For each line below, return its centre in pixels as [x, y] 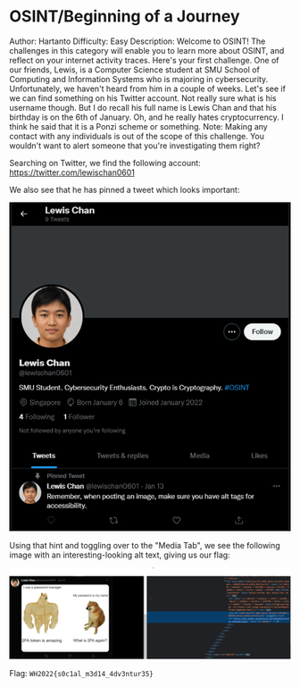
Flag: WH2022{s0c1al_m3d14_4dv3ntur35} [81, 673]
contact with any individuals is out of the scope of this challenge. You [137, 136]
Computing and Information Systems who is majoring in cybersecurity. [139, 79]
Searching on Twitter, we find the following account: [105, 163]
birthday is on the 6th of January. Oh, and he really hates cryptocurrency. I [146, 117]
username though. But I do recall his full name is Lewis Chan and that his [143, 107]
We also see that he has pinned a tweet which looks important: [125, 189]
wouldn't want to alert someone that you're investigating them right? [135, 146]
